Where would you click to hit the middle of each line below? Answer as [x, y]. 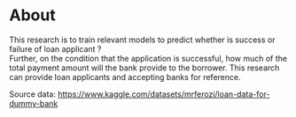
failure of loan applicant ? [55, 48]
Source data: [32, 94]
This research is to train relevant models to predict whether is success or [142, 40]
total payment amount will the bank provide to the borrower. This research [144, 68]
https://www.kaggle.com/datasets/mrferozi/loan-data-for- [164, 94]
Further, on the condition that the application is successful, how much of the [148, 58]
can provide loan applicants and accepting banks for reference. [125, 77]
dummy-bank [34, 103]
